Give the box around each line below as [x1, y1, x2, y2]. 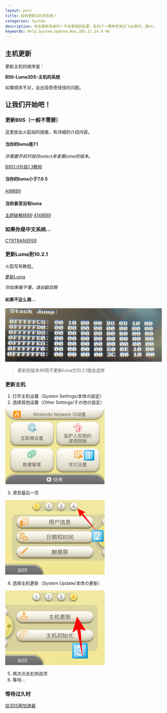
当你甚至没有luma [5, 200, 42, 206]
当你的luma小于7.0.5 [5, 176, 48, 182]
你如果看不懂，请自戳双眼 [5, 284, 58, 290]
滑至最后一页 [12, 490, 39, 496]
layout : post [5, 8, 32, 13]
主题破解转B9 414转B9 [5, 212, 51, 218]
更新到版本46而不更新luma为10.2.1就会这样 [17, 367, 105, 373]
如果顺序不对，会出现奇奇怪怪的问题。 [5, 85, 83, 90]
